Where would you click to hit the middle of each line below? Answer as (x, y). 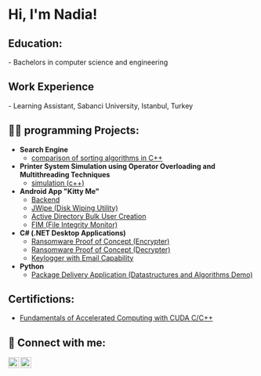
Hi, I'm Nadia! (53, 15)
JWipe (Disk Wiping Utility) (74, 208)
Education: (35, 44)
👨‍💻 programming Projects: (74, 131)
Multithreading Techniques (65, 174)
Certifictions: (42, 299)
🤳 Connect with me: (57, 343)
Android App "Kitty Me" (59, 191)
